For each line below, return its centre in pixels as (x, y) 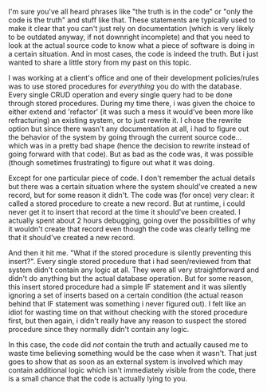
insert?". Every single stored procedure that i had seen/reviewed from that (130, 261)
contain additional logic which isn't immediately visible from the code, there (132, 370)
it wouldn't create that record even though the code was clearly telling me (130, 229)
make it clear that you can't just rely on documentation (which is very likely (131, 28)
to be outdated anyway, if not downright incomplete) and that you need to (129, 37)
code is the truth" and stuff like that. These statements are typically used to (132, 20)
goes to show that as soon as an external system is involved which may (126, 361)
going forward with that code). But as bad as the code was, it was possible (131, 154)
